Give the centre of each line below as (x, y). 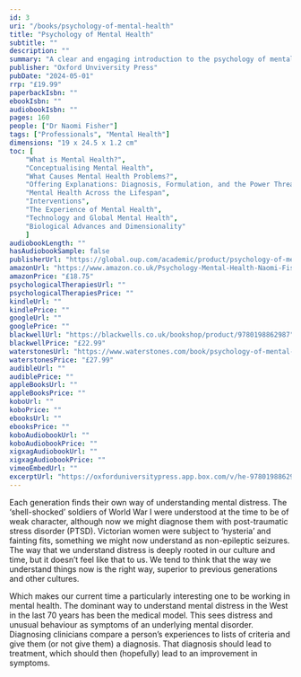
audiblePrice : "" (42, 377)
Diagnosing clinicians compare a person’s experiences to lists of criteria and (150, 634)
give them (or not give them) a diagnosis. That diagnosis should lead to (140, 644)
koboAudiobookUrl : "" (50, 435)
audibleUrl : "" (38, 368)
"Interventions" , (58, 202)
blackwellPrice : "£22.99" (57, 343)
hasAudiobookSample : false (60, 251)
